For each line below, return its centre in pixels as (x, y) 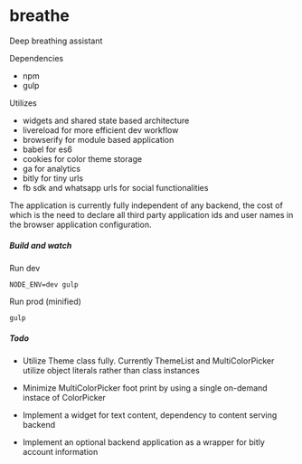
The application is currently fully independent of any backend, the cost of (146, 205)
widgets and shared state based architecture (106, 120)
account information (60, 451)
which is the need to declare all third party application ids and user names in (151, 214)
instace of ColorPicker (64, 397)
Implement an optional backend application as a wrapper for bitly (143, 442)
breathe (40, 16)
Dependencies (37, 58)
